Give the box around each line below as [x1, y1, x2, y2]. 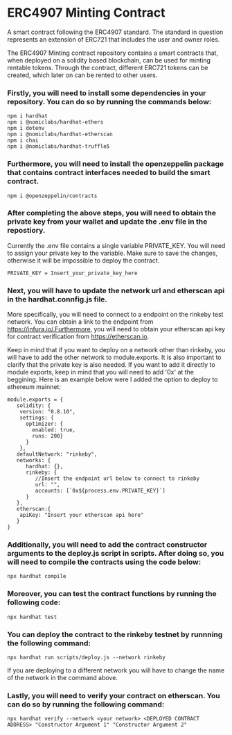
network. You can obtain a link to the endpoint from [7, 317, 154, 326]
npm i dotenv [7, 125, 45, 132]
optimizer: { [25, 420, 64, 428]
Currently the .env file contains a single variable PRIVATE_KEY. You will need [7, 241, 226, 249]
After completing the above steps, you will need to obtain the [7, 208, 217, 218]
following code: [7, 597, 61, 607]
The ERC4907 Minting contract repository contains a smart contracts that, [7, 49, 219, 57]
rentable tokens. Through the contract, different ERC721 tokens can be [7, 63, 208, 72]
